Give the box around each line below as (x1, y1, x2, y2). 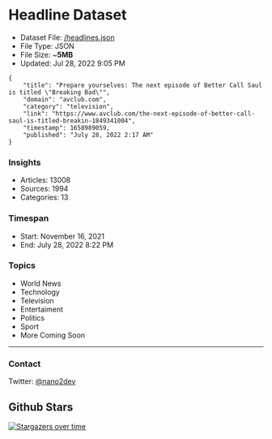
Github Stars (8, 400, 74, 414)
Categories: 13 (19, 192, 69, 202)
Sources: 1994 (19, 184, 69, 194)
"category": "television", (23, 102, 114, 110)
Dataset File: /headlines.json (19, 32, 115, 42)
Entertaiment (19, 304, 63, 314)
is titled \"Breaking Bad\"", (8, 88, 111, 97)
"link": (23, 110, 49, 118)
